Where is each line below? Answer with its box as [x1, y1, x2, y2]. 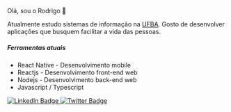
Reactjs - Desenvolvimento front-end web [17, 68, 138, 77]
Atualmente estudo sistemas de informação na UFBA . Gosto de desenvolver [7, 20, 225, 28]
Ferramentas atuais [7, 43, 66, 51]
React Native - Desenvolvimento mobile [17, 61, 131, 69]
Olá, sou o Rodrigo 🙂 [7, 7, 66, 15]
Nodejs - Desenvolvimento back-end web [17, 75, 137, 83]
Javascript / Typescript [17, 83, 84, 91]
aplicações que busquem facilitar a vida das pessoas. [7, 28, 161, 35]
